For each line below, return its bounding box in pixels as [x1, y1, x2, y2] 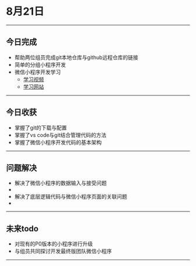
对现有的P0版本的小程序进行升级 [14, 240, 93, 247]
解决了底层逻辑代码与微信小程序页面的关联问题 [14, 193, 127, 200]
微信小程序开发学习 [14, 68, 61, 76]
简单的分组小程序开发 [14, 61, 66, 68]
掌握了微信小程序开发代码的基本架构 [14, 138, 102, 146]
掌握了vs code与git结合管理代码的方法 [14, 131, 107, 138]
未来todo [6, 223, 39, 234]
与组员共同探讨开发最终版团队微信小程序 [14, 248, 112, 255]
